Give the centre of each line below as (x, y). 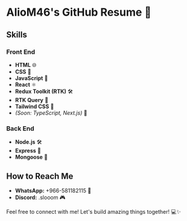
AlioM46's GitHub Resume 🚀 (79, 12)
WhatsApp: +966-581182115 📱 (53, 190)
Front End (21, 52)
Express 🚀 (28, 151)
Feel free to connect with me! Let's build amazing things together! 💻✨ (93, 211)
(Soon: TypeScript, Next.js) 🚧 (51, 113)
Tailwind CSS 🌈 (34, 106)
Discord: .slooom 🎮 (40, 197)
